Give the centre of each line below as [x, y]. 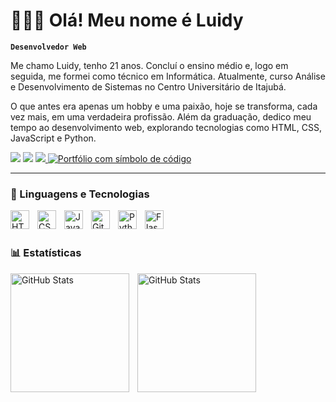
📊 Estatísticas [46, 253]
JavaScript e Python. [53, 138]
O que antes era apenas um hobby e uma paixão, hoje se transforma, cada [164, 106]
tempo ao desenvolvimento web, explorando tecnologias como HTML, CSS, [166, 127]
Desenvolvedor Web [48, 47]
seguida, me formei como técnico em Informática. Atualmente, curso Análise [168, 76]
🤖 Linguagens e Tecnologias [80, 194]
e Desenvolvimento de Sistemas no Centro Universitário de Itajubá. [148, 86]
